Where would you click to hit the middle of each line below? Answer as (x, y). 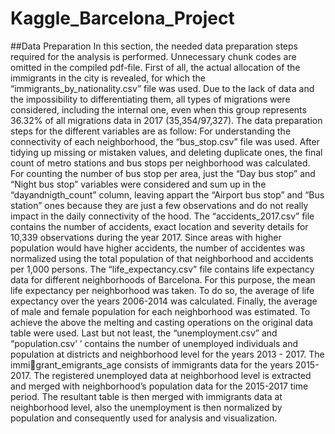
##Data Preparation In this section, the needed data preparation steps (154, 46)
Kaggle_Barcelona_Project (122, 18)
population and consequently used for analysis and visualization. (144, 418)
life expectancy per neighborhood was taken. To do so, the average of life (162, 290)
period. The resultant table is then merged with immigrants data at (146, 396)
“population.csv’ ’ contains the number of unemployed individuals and (154, 343)
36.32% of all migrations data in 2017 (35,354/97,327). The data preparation (166, 120)
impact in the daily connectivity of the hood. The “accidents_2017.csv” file (162, 216)
